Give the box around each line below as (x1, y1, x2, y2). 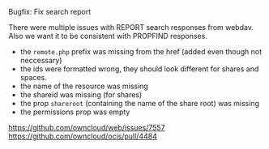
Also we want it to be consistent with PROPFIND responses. (8, 32, 208, 40)
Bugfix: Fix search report (8, 7, 92, 16)
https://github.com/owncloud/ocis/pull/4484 (8, 131, 158, 141)
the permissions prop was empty (19, 107, 130, 117)
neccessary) (19, 56, 62, 65)
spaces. (19, 73, 47, 82)
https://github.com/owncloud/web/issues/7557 (8, 123, 165, 132)
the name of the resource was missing (19, 81, 148, 91)
